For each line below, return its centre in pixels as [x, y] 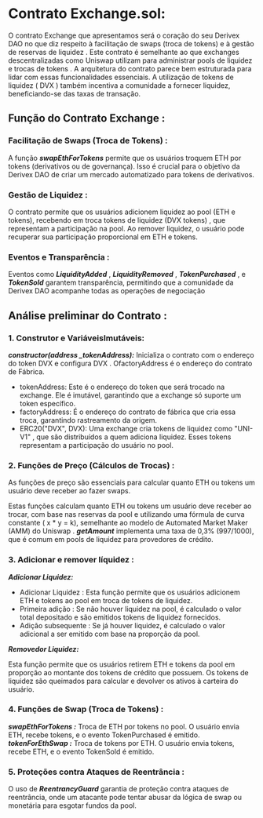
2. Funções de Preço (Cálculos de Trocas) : [91, 465]
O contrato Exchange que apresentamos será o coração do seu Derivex [124, 35]
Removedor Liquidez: [44, 649]
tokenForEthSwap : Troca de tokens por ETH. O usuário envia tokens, [121, 743]
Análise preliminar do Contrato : [88, 316]
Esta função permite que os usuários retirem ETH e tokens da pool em [122, 664]
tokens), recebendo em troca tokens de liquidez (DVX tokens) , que [117, 220]
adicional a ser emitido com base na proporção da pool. [110, 634]
